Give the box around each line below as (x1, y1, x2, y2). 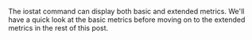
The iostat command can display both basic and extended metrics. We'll (8, 7, 245, 16)
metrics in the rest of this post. (8, 24, 109, 32)
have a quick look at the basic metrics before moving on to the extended (8, 15, 246, 24)
